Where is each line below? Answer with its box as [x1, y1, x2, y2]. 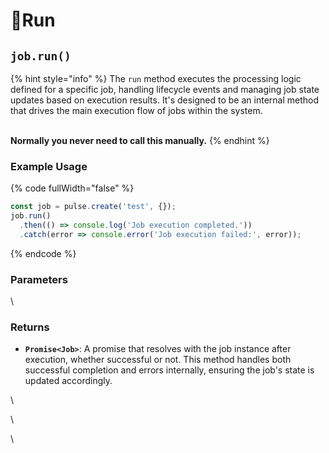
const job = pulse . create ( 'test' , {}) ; [10, 202, 177, 212]
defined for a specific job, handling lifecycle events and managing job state [10, 84, 320, 95]
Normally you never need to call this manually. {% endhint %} [10, 135, 270, 146]
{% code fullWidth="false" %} [10, 182, 135, 194]
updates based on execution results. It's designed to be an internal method [10, 94, 320, 106]
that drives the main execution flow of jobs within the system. [10, 105, 263, 116]
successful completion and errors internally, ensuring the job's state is [24, 364, 315, 376]
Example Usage [10, 159, 88, 173]
